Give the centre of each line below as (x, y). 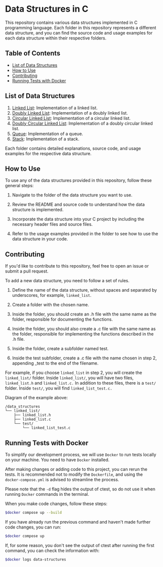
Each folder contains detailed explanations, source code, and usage (73, 148)
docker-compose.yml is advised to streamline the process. (62, 479)
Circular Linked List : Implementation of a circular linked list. (71, 118)
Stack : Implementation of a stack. (45, 139)
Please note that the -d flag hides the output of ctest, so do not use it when (80, 489)
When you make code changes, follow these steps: (56, 504)
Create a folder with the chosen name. (50, 305)
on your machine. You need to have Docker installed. (57, 460)
